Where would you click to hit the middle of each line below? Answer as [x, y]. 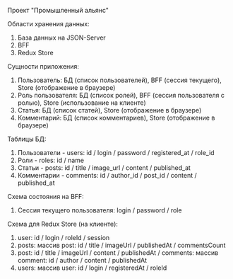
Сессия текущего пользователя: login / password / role [100, 210]
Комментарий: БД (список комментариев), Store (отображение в [116, 118]
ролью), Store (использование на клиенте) [82, 103]
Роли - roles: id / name [51, 160]
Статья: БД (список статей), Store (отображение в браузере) [109, 110]
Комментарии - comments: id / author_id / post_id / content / [107, 175]
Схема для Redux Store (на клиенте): [63, 224]
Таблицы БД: [27, 139]
